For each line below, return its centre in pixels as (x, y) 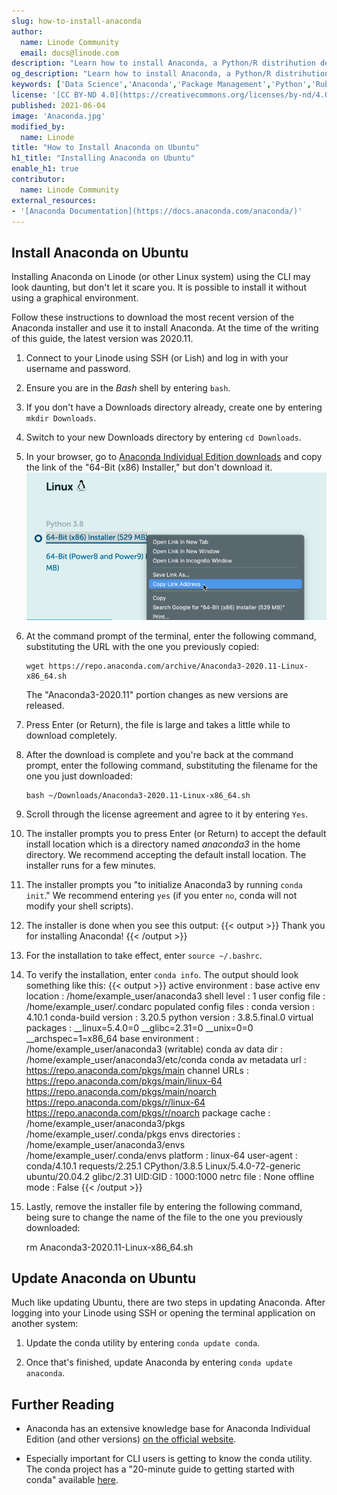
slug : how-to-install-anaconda (76, 21)
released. (45, 705)
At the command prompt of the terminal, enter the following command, (171, 636)
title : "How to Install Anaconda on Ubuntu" (105, 148)
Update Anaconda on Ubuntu (104, 1278)
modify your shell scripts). (79, 906)
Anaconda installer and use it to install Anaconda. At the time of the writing (165, 328)
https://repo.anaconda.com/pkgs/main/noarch (121, 1091)
